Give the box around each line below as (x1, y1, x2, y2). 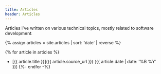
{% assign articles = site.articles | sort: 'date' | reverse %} (5, 39, 121, 45)
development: (5, 30, 33, 36)
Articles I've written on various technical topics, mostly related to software (5, 25, 154, 31)
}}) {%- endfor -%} (12, 64, 51, 70)
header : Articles (5, 12, 40, 17)
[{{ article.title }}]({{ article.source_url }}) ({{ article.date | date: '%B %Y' (12, 58, 157, 64)
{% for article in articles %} (5, 49, 60, 55)
